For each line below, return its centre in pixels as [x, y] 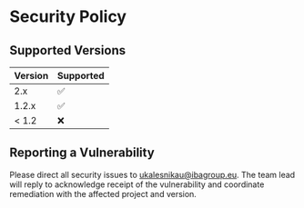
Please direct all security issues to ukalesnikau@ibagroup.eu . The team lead [152, 174]
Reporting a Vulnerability [82, 153]
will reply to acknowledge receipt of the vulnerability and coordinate [137, 184]
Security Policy [68, 17]
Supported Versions [67, 50]
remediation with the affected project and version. [103, 193]
